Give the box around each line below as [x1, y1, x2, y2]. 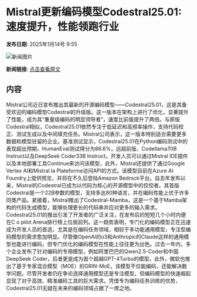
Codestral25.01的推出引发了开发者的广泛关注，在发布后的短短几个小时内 [6, 211, 181, 218]
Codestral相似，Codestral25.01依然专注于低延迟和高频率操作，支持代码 [6, 123, 179, 130]
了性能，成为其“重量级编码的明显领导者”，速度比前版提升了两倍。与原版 [6, 116, 181, 123]
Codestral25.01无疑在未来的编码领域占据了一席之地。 [6, 284, 135, 291]
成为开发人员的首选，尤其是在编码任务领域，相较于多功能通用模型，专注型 [6, 225, 186, 232]
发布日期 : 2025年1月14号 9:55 [6, 41, 77, 48]
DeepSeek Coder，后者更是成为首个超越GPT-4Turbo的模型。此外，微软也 [6, 255, 186, 262]
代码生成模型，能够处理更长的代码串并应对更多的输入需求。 [16, 204, 160, 211]
